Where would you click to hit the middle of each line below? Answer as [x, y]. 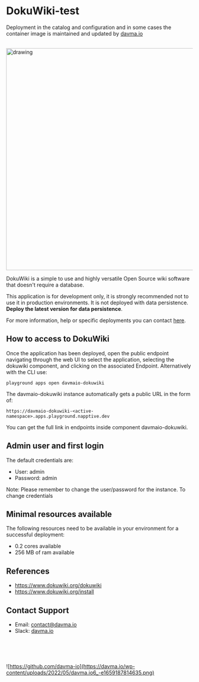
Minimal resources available [59, 514]
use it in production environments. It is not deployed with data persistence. [97, 303]
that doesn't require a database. [45, 285]
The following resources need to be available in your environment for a [92, 529]
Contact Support [38, 610]
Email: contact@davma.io [46, 625]
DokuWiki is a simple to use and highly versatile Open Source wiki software [98, 278]
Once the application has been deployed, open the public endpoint [87, 353]
